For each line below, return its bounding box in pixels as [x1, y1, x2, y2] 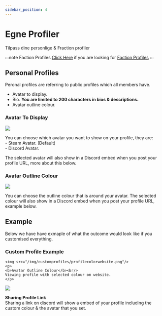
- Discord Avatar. [5, 145, 39, 151]
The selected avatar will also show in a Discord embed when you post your [5, 155, 158, 160]
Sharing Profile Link [5, 295, 46, 301]
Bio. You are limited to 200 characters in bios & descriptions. [12, 97, 139, 103]
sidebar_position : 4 [5, 7, 48, 12]
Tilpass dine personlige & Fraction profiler [5, 45, 90, 51]
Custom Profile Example [5, 248, 64, 255]
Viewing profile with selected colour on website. [5, 273, 111, 277]
